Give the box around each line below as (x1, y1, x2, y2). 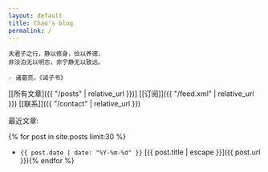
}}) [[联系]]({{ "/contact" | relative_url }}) (8, 99, 141, 109)
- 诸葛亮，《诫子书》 (8, 74, 67, 82)
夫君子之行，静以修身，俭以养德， (8, 50, 104, 58)
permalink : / (8, 26, 52, 34)
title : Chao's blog (8, 19, 74, 27)
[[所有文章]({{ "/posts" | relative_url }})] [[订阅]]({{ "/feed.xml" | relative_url (8, 89, 254, 98)
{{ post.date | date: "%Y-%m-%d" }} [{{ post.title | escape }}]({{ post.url (19, 147, 261, 157)
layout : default (8, 11, 63, 20)
